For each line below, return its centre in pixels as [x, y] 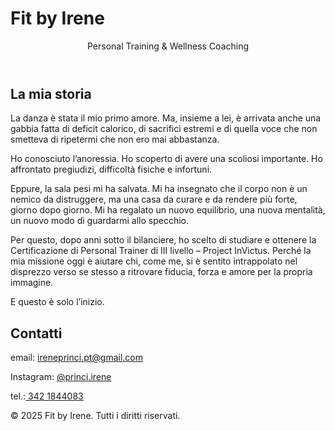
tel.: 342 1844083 [47, 396]
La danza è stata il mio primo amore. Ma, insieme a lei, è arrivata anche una [166, 118]
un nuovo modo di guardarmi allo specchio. [100, 221]
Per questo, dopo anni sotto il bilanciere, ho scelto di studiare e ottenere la [163, 240]
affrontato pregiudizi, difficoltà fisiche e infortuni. [111, 169]
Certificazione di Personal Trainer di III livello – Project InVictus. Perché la [161, 251]
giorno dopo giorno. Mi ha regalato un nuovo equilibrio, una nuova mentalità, [168, 210]
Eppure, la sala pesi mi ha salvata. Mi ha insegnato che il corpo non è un [159, 189]
